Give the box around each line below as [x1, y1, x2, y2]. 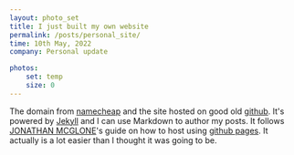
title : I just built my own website [9, 22, 149, 31]
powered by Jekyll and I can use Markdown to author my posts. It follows [9, 115, 285, 126]
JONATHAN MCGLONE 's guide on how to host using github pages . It [9, 125, 268, 136]
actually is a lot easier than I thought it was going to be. [9, 134, 217, 146]
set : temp [26, 72, 64, 82]
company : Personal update [9, 47, 108, 57]
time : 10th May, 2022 [9, 38, 92, 48]
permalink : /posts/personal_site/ [9, 30, 142, 39]
